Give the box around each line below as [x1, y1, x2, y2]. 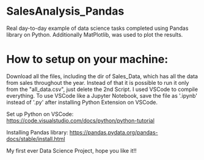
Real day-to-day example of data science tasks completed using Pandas [6, 24, 189, 32]
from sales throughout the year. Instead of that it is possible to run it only [6, 79, 189, 86]
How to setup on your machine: [6, 53, 169, 67]
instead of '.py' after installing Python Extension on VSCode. [6, 98, 158, 106]
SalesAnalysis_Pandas [6, 4, 125, 18]
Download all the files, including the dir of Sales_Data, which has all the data [6, 72, 199, 80]
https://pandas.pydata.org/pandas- [69, 128, 158, 136]
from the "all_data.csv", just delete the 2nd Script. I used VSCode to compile [6, 85, 199, 93]
